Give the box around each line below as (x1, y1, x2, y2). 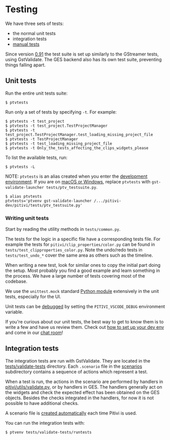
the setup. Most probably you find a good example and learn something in (5, 267, 160, 273)
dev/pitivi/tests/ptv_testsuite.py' (5, 203, 83, 208)
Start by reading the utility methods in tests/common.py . (5, 226, 121, 232)
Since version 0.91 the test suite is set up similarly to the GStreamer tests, (5, 51, 159, 57)
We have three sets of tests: (5, 20, 64, 26)
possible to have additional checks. (5, 400, 79, 406)
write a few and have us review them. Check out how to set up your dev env (5, 324, 164, 331)
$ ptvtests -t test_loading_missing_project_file (5, 141, 113, 146)
